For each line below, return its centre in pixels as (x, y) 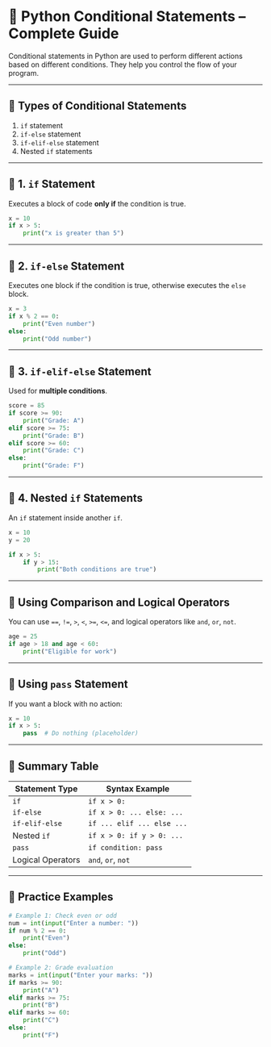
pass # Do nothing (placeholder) (81, 733)
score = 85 (27, 406)
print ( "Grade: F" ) (54, 466)
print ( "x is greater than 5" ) (74, 233)
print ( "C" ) (41, 1020)
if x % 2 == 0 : (34, 316)
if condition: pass (125, 847)
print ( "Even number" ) (59, 323)
